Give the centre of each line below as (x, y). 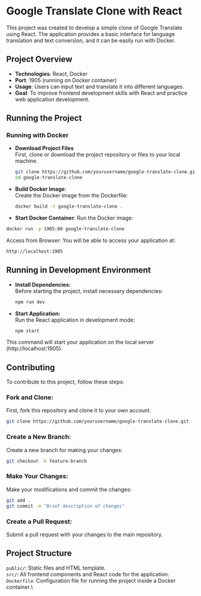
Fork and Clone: (30, 397)
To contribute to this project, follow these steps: (65, 382)
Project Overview (39, 59)
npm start (27, 331)
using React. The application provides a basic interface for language (91, 34)
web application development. (52, 99)
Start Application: (37, 313)
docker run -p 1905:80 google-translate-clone (65, 229)
